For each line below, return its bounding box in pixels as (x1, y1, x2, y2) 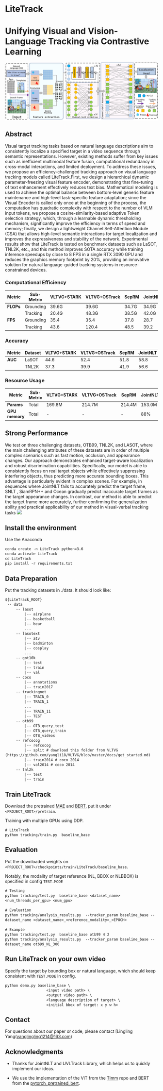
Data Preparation (5, 574, 57, 582)
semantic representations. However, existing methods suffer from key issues (5, 153, 158, 159)
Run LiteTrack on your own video (5, 955, 106, 963)
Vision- (87, 26, 118, 37)
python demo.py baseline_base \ (5, 983, 70, 988)
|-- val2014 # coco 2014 (24, 763, 75, 767)
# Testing (5, 888, 25, 893)
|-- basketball (24, 617, 55, 622)
